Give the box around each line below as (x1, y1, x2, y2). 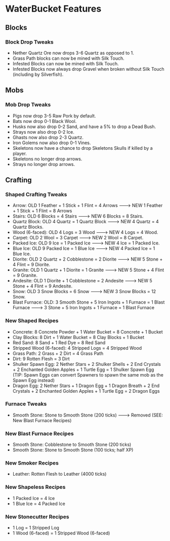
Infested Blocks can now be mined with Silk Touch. (12, 60, 119, 66)
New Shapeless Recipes (5, 484, 66, 491)
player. (12, 150, 27, 156)
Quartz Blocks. (12, 224, 44, 230)
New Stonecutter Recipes (5, 513, 69, 520)
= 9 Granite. (12, 272, 38, 278)
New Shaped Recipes (5, 317, 59, 324)
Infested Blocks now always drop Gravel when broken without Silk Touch (12, 66, 164, 72)
